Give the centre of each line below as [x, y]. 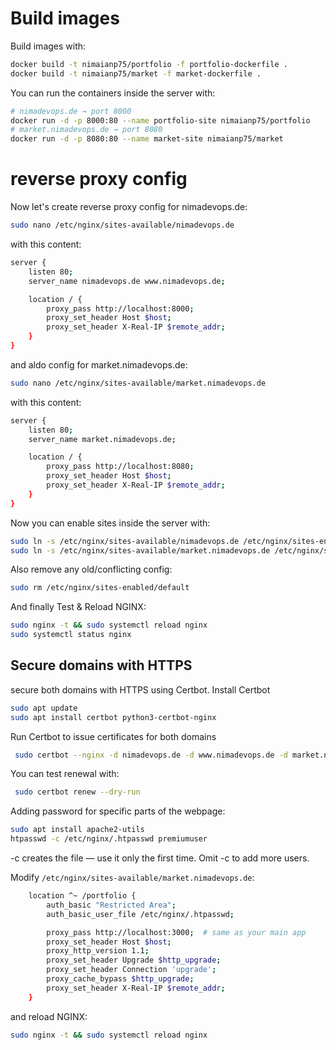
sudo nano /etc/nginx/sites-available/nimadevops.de [122, 225]
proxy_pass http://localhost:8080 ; [120, 467]
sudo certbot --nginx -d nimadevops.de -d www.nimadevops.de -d [151, 755]
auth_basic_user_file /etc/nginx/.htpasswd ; [140, 914]
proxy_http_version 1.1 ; [98, 951]
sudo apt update [44, 708]
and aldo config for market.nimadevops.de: [99, 364]
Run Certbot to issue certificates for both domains [113, 736]
